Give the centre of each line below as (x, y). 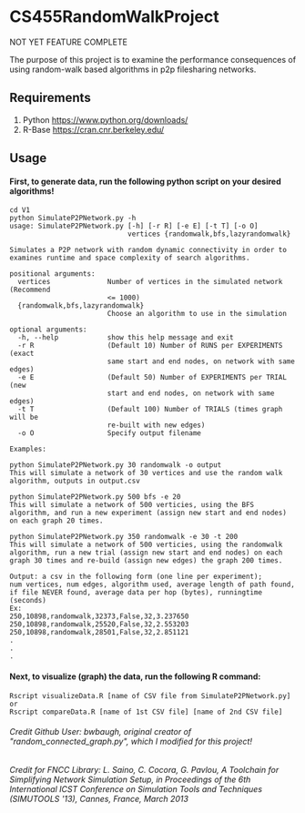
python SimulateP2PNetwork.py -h (73, 218)
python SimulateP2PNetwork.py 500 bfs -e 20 (95, 497)
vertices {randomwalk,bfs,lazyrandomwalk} (209, 234)
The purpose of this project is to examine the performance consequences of (153, 59)
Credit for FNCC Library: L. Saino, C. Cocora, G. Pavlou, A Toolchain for (144, 769)
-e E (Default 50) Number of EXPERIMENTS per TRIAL (152, 378)
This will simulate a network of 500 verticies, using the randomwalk (146, 545)
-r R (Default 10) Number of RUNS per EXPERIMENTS (150, 346)
